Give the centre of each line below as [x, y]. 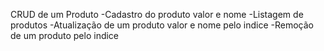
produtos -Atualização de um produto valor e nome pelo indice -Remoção [162, 25]
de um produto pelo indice [65, 35]
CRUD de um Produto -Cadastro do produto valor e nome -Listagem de [157, 14]
